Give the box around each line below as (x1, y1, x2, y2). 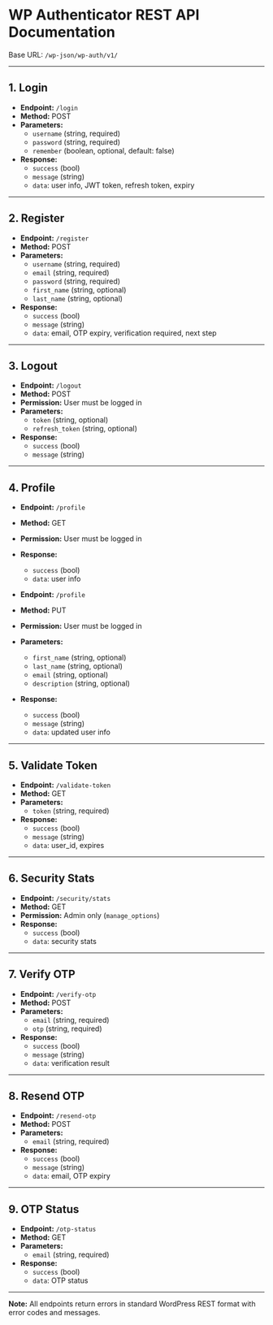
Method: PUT (19, 605, 67, 615)
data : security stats (32, 936, 97, 946)
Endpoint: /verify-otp (19, 989, 97, 998)
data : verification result (32, 1058, 110, 1067)
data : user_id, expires (32, 841, 105, 850)
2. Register (8, 211, 65, 225)
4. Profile (8, 481, 55, 495)
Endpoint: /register (19, 233, 89, 243)
